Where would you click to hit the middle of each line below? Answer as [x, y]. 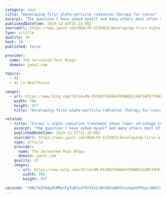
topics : [13, 74]
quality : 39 [17, 38]
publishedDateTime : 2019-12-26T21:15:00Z [48, 24]
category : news [21, 10]
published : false [23, 47]
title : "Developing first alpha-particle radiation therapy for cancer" [82, 14]
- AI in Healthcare [30, 83]
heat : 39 [14, 42]
